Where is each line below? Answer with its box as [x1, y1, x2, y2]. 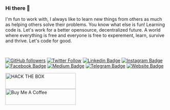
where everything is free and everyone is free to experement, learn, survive [5, 33, 165, 39]
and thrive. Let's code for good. [5, 38, 72, 44]
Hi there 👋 [5, 5, 31, 12]
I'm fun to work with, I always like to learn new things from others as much [5, 16, 162, 22]
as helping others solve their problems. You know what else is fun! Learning [5, 21, 165, 28]
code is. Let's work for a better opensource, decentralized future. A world [5, 27, 161, 33]
